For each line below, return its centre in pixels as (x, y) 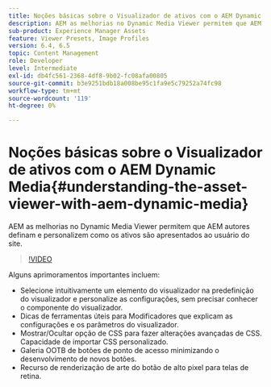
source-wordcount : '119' (50, 98)
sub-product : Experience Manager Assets (77, 31)
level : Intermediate (43, 69)
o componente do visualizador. (71, 308)
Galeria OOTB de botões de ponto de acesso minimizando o (119, 351)
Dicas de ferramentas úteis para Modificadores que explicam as (126, 316)
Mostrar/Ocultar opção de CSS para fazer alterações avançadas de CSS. (141, 333)
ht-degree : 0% (32, 106)
